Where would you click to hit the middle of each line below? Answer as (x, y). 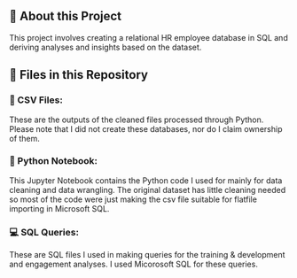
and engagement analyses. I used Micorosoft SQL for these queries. (134, 264)
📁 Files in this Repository (79, 75)
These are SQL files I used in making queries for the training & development (147, 255)
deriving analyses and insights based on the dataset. (106, 47)
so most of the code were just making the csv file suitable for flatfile (133, 199)
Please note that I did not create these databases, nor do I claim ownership (146, 128)
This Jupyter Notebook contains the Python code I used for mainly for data (146, 180)
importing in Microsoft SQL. (59, 208)
